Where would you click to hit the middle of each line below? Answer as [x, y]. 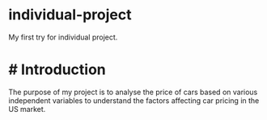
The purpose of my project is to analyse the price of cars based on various [133, 92]
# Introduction [57, 70]
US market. [27, 109]
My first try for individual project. [63, 37]
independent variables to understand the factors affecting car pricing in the [134, 100]
